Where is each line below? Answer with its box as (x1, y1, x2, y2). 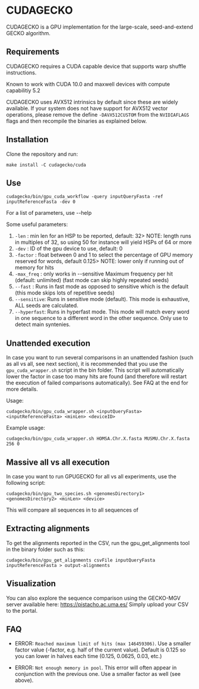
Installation (6, 134, 49, 145)
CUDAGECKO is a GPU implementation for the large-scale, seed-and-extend (6, 23, 193, 30)
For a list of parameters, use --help (6, 209, 92, 217)
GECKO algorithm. (6, 29, 50, 36)
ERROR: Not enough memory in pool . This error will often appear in (14, 664, 177, 671)
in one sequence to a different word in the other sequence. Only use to (14, 315, 188, 322)
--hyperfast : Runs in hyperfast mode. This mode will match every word (14, 308, 190, 315)
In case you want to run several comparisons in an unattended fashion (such (6, 354, 194, 361)
